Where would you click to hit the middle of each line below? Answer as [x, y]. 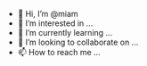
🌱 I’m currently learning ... [65, 33]
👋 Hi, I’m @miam [48, 14]
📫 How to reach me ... [59, 52]
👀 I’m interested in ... [55, 23]
